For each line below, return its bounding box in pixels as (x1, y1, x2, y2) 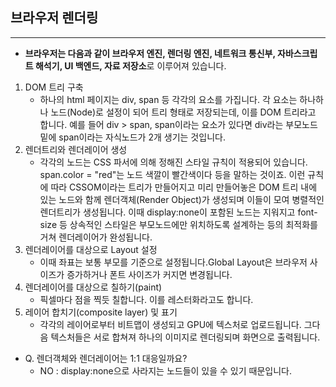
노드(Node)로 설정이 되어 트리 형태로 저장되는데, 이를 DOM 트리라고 (50, 106, 317, 118)
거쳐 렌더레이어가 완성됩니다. (39, 231, 153, 243)
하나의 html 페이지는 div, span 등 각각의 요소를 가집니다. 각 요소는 (39, 93, 298, 105)
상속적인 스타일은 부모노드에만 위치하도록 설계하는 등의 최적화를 (69, 218, 318, 230)
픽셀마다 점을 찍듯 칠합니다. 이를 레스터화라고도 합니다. (39, 293, 254, 305)
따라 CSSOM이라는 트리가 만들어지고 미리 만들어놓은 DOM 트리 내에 (50, 181, 318, 193)
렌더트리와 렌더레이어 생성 (24, 143, 128, 155)
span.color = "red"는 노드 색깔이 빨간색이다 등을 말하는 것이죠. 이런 (39, 168, 306, 180)
